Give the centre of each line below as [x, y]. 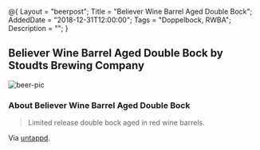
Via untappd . [29, 138]
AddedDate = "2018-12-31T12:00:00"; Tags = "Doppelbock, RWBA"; [120, 20]
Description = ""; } [38, 28]
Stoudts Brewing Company [77, 65]
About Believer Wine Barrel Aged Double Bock [99, 105]
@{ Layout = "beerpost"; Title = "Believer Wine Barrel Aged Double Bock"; [130, 12]
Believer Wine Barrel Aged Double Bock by [116, 54]
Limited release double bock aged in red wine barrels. [116, 123]
